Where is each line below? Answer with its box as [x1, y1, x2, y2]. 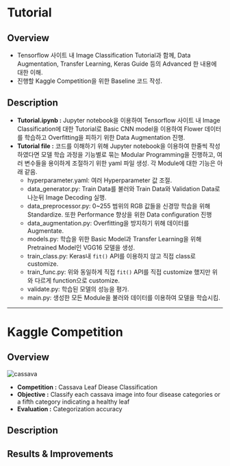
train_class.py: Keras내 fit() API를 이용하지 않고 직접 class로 [27, 252, 196, 260]
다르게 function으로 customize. [34, 276, 120, 284]
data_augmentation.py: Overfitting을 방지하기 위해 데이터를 [27, 219, 190, 227]
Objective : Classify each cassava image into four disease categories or [16, 390, 220, 398]
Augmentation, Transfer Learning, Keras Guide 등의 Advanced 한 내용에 [16, 60, 217, 68]
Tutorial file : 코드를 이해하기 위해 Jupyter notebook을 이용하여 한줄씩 [16, 142, 208, 150]
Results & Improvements [7, 447, 114, 460]
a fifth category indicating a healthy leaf [16, 397, 130, 406]
